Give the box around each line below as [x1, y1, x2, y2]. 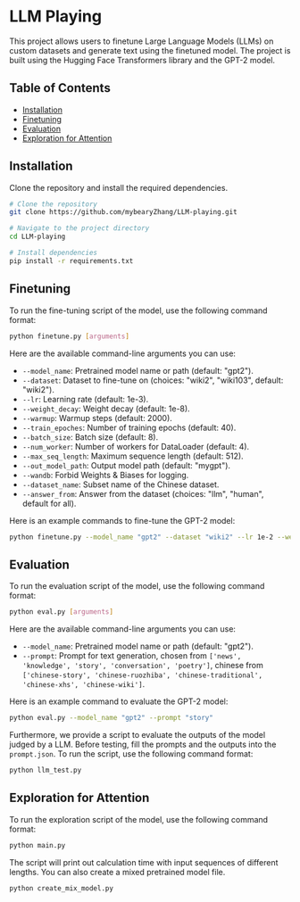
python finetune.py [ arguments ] [9, 332, 129, 341]
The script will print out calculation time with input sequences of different [9, 856, 279, 867]
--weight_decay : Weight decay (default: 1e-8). [21, 403, 190, 414]
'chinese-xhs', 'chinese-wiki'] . [21, 679, 146, 690]
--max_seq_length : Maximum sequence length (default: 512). [21, 451, 244, 461]
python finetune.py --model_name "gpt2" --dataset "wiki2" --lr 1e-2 [9, 533, 274, 542]
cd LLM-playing [9, 232, 66, 242]
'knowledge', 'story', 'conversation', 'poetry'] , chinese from [21, 660, 263, 671]
